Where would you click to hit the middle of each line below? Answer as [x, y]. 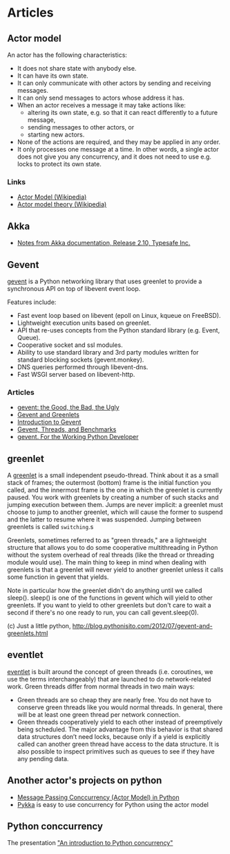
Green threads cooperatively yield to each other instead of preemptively [120, 722]
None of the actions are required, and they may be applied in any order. [119, 142]
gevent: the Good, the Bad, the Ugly [68, 407]
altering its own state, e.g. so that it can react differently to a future [123, 113]
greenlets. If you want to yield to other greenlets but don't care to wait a [109, 605]
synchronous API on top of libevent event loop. [74, 288]
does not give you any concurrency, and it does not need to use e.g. [114, 157]
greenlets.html [28, 633]
